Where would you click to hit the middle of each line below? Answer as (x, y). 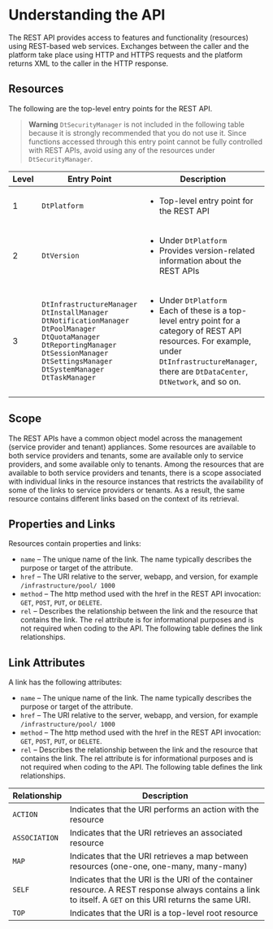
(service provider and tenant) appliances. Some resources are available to (132, 447)
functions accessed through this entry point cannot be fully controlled (145, 141)
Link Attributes (47, 663)
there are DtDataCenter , (204, 371)
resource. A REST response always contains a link (165, 890)
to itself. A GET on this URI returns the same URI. (160, 900)
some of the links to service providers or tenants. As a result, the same (127, 490)
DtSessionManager (75, 353)
